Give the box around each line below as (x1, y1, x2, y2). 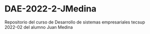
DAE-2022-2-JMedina (4, 3, 97, 14)
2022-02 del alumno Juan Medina (4, 24, 73, 30)
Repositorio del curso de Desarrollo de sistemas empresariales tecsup (4, 19, 145, 25)
